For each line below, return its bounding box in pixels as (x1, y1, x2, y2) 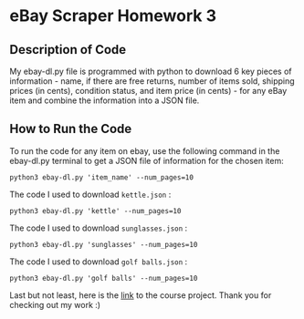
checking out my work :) (9, 299, 101, 310)
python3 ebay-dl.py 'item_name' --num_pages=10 (9, 172, 194, 182)
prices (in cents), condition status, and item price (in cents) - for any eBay (9, 86, 288, 96)
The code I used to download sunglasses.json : (9, 222, 188, 233)
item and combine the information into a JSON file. (9, 95, 200, 106)
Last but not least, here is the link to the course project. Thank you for (9, 289, 272, 301)
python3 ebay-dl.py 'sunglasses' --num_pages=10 (9, 240, 198, 249)
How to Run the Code (9, 121, 132, 137)
